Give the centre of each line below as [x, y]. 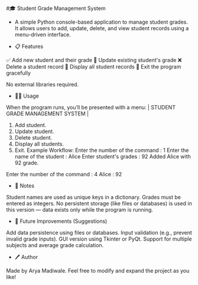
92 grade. [27, 163]
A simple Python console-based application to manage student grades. [101, 22]
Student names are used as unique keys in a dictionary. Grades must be [94, 197]
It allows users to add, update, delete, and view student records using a [102, 28]
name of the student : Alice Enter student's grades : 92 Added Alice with [103, 156]
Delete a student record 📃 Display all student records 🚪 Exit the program [94, 67]
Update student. [34, 131]
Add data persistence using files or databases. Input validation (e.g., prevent [99, 233]
